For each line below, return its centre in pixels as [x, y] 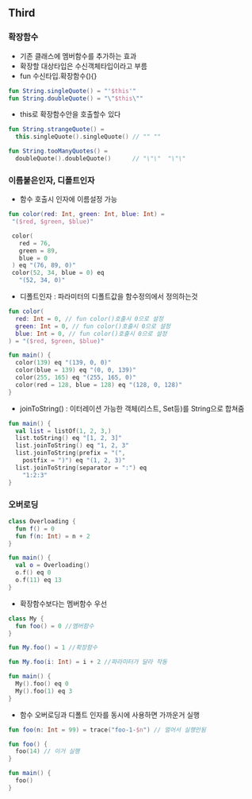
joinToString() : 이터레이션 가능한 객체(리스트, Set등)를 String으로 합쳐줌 [132, 408]
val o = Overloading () [53, 565]
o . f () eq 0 [33, 573]
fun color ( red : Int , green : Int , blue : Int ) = [86, 214]
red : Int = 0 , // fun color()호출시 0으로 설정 [90, 318]
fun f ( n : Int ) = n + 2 [53, 536]
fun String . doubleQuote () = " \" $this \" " [76, 98]
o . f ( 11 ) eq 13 [38, 580]
